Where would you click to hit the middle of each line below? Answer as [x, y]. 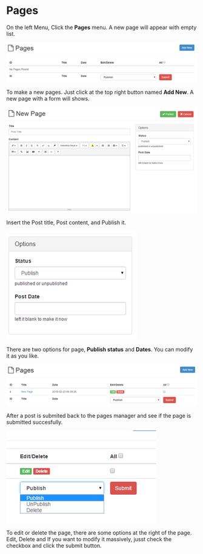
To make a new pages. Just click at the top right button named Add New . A [100, 92]
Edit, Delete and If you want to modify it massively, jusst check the [89, 539]
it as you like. [23, 356]
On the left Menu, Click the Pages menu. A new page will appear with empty [101, 27]
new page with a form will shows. [48, 98]
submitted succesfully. [35, 422]
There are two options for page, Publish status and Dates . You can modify [100, 350]
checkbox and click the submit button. [54, 546]
